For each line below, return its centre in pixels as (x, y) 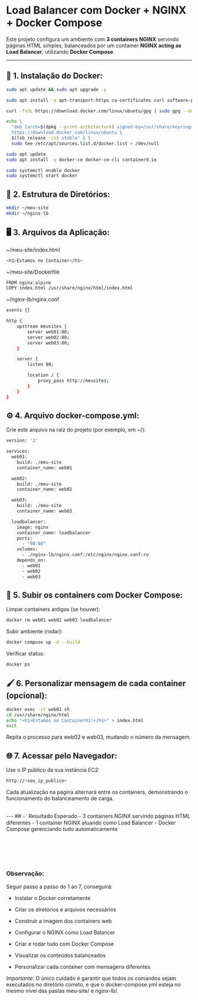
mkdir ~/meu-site (27, 208)
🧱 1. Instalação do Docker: (55, 76)
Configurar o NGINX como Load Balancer (65, 932)
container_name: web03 (44, 511)
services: (18, 452)
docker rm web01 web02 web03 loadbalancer (59, 620)
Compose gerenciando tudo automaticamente (62, 829)
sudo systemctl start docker (42, 176)
